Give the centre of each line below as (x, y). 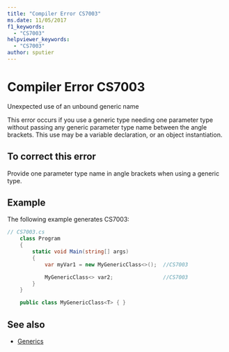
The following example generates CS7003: (69, 220)
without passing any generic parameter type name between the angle (107, 127)
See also (26, 324)
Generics (30, 341)
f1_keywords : (26, 26)
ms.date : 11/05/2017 (37, 20)
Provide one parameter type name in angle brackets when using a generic (113, 173)
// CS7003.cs (26, 232)
